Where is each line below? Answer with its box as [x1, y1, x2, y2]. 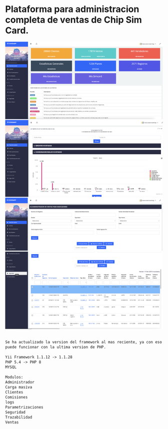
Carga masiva [5, 384, 32, 389]
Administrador [5, 379, 35, 384]
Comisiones [5, 394, 28, 399]
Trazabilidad [5, 414, 32, 419]
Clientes [5, 389, 23, 394]
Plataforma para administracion [5, 4, 139, 15]
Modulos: [5, 374, 23, 379]
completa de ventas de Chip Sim [5, 14, 142, 26]
